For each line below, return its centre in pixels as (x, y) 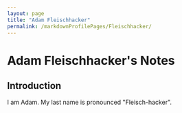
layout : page (26, 13)
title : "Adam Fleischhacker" (49, 20)
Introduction (34, 86)
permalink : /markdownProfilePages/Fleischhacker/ (80, 26)
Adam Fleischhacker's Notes (91, 60)
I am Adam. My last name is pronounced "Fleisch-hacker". (90, 102)
